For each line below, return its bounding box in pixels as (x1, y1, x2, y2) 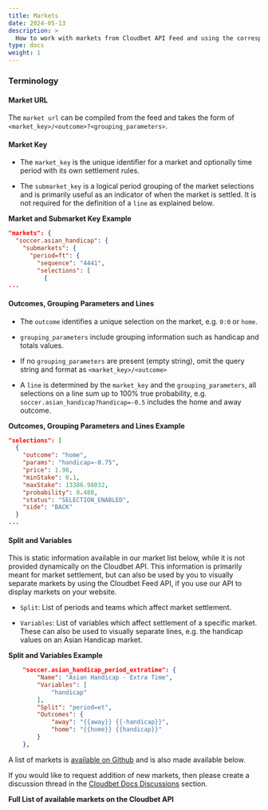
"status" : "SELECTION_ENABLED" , (22, 496, 130, 504)
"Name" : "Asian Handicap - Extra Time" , (37, 673, 173, 682)
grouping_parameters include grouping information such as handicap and (19, 332, 259, 341)
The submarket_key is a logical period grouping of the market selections (19, 182, 254, 191)
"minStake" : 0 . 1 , (22, 473, 81, 481)
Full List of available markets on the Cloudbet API (8, 794, 174, 804)
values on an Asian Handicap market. (19, 635, 143, 644)
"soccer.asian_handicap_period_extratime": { (22, 666, 177, 674)
